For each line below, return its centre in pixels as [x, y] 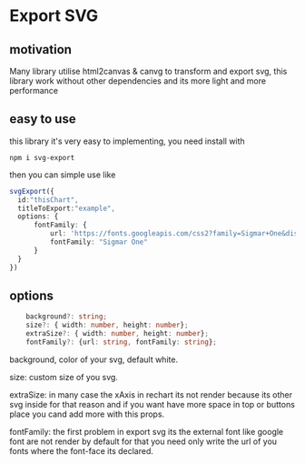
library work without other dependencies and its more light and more [138, 81]
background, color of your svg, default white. [94, 359]
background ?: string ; [66, 317]
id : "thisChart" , [48, 200]
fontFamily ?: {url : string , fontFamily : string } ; [122, 342]
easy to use [43, 119]
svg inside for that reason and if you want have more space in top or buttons [152, 404]
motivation [41, 50]
